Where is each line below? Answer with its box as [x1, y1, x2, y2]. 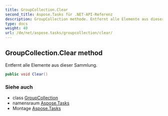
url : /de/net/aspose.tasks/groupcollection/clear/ [5, 30, 113, 35]
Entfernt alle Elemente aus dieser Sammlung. [5, 62, 97, 68]
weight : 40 [5, 26, 28, 31]
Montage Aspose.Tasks [12, 105, 61, 111]
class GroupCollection [12, 95, 58, 101]
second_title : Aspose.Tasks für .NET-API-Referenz [5, 12, 113, 17]
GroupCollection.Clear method [5, 49, 103, 57]
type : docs [5, 21, 28, 26]
